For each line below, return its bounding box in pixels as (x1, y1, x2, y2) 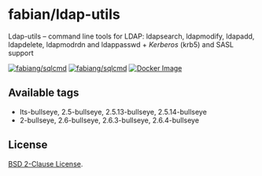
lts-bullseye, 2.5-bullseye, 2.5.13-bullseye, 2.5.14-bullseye (19, 107, 207, 116)
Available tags (8, 86, 79, 100)
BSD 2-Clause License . (8, 159, 83, 168)
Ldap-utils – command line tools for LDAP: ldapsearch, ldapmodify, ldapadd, (8, 31, 255, 41)
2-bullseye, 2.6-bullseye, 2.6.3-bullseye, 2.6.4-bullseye (19, 115, 199, 125)
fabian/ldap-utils (8, 5, 120, 24)
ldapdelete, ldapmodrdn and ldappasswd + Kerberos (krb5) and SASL (8, 39, 234, 49)
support (8, 48, 34, 57)
